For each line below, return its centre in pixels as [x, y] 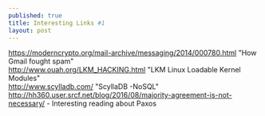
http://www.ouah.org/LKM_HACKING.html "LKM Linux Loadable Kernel [125, 70]
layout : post [30, 30]
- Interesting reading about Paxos [102, 103]
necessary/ [27, 103]
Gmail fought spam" [41, 61]
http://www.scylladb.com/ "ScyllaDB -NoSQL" [84, 87]
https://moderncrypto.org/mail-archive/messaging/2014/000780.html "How [132, 53]
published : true [35, 15]
